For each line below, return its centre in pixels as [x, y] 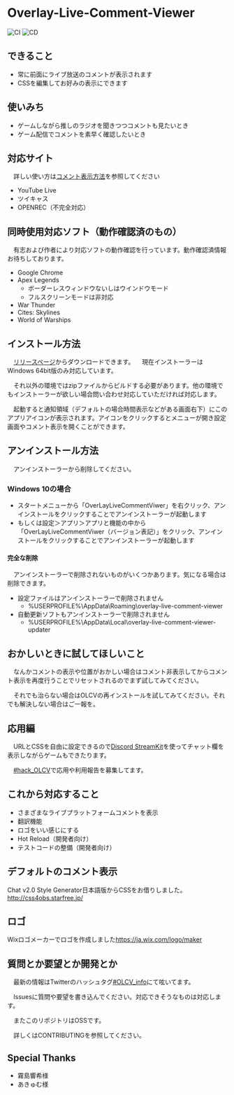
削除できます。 [29, 583]
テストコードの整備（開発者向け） [66, 847]
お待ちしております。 [37, 259]
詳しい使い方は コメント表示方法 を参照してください [87, 176]
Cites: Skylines [39, 312]
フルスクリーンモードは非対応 [71, 297]
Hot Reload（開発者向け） [55, 839]
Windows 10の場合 [39, 489]
